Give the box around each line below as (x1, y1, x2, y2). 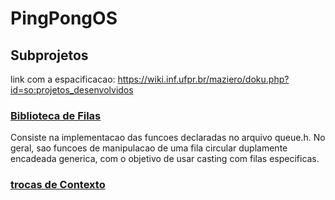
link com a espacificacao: (10, 73, 116, 85)
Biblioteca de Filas (10, 108, 102, 122)
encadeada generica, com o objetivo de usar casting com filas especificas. (10, 153, 320, 165)
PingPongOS (10, 7, 118, 30)
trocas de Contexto (10, 178, 106, 192)
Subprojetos (10, 47, 89, 64)
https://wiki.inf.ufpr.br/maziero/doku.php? (117, 73, 290, 85)
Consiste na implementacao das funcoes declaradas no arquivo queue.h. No (10, 132, 326, 144)
